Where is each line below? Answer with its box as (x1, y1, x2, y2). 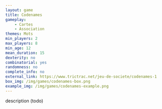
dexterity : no (5, 55, 36, 60)
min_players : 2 (5, 36, 38, 41)
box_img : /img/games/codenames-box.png (5, 79, 91, 84)
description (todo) (5, 98, 44, 104)
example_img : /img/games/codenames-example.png (5, 83, 109, 89)
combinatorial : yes (5, 60, 47, 65)
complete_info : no (5, 70, 45, 75)
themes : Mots (5, 31, 33, 36)
